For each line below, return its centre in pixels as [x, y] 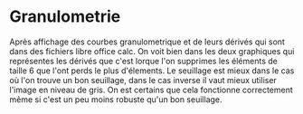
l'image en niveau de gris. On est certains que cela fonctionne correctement [151, 90]
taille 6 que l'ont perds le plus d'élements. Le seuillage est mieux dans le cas [152, 71]
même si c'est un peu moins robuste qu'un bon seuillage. [116, 99]
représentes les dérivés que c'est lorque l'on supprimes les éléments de [143, 61]
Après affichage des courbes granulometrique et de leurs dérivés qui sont [147, 42]
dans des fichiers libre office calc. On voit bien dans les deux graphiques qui [152, 51]
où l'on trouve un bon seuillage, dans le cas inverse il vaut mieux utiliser [143, 80]
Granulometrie [65, 17]
